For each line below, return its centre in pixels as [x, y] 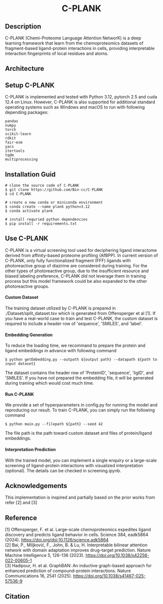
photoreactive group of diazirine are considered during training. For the [76, 265]
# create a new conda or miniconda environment [54, 203]
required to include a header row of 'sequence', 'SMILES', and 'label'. [74, 324]
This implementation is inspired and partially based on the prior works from [80, 497]
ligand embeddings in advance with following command [61, 351]
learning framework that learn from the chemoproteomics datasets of [74, 43]
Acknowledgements [36, 486]
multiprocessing [21, 160]
